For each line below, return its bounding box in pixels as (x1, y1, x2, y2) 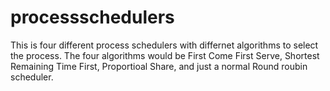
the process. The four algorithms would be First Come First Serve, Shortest (10, 49, 320, 61)
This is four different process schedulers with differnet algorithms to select (10, 39, 319, 51)
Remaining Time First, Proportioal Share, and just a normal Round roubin (10, 60, 308, 72)
